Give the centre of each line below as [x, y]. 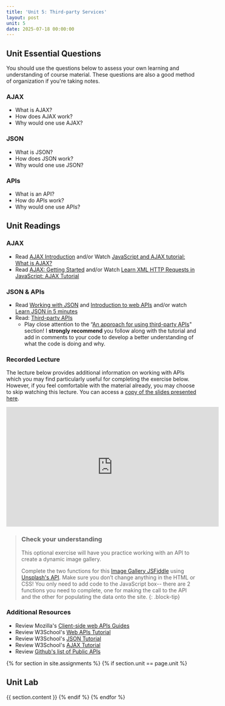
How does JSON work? [44, 158]
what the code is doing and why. [65, 344]
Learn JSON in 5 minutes [46, 311]
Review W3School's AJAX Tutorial [58, 645]
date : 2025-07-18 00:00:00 [40, 29]
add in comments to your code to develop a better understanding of [109, 337]
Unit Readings [33, 226]
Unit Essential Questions [54, 53]
